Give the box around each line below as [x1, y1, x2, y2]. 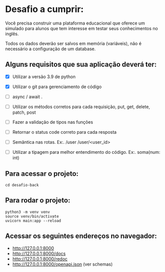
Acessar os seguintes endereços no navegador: [5, 232, 157, 240]
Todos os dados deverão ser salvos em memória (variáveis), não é [5, 40, 142, 46]
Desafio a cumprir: [5, 4, 84, 15]
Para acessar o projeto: [5, 169, 79, 178]
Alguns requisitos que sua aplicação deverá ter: [5, 60, 157, 69]
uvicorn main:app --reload [5, 218, 61, 223]
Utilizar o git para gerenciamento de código [12, 84, 102, 90]
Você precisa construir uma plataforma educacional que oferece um [5, 20, 146, 26]
